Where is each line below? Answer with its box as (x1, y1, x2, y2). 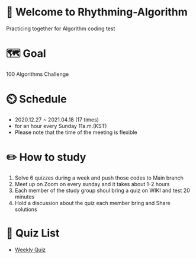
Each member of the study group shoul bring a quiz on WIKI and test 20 (14, 187, 191, 194)
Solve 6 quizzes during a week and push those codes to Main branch (14, 174, 184, 181)
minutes (14, 193, 34, 200)
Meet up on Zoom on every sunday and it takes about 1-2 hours (14, 180, 170, 187)
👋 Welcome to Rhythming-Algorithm (6, 5, 188, 19)
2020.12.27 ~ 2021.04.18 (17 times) (14, 116, 99, 123)
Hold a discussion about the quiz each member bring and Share (14, 199, 171, 206)
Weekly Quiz (14, 246, 46, 253)
